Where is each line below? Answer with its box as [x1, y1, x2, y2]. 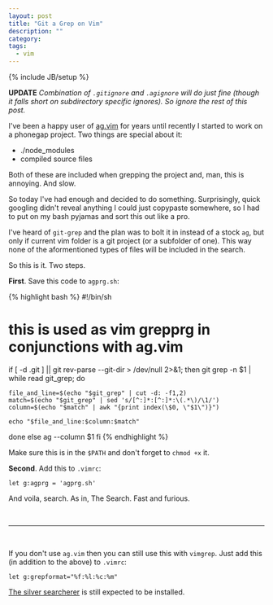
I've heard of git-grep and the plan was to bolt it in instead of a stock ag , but [8, 227, 265, 237]
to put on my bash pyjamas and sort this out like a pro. [8, 212, 190, 221]
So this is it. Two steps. [8, 261, 86, 270]
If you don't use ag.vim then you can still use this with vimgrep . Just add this [8, 548, 262, 558]
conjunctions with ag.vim [8, 338, 184, 357]
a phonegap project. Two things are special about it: [8, 129, 183, 139]
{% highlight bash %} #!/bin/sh [8, 292, 112, 301]
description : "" [8, 27, 63, 35]
